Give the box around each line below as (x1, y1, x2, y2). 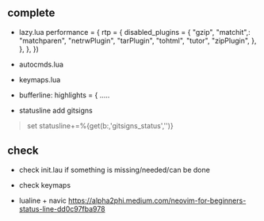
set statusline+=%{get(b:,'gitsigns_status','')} (26, 120, 174, 130)
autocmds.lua (18, 59, 64, 69)
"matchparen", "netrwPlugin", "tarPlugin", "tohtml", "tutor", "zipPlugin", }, (18, 36, 257, 45)
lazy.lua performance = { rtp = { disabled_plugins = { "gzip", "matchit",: (18, 27, 251, 36)
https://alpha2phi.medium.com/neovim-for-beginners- (67, 196, 247, 205)
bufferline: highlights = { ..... (18, 90, 110, 100)
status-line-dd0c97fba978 (18, 204, 105, 213)
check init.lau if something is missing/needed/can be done (18, 165, 211, 174)
